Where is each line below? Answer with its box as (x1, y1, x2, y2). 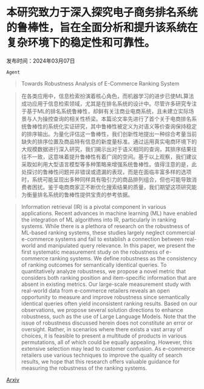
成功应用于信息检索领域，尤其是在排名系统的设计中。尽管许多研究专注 (21, 100, 197, 107)
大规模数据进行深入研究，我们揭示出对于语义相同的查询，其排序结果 (21, 145, 192, 152)
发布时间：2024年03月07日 (6, 57, 75, 64)
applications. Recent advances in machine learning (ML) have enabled (21, 209, 197, 217)
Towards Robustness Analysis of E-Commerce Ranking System (21, 79, 180, 87)
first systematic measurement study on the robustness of (21, 248, 165, 255)
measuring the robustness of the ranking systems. (21, 364, 148, 371)
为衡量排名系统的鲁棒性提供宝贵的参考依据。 (21, 191, 134, 198)
